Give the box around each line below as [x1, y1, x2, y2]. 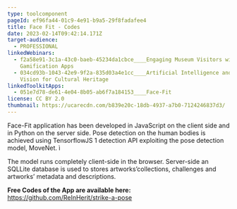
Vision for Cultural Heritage [20, 75, 109, 83]
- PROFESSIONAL [13, 43, 59, 50]
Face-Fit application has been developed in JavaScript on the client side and [7, 121, 230, 129]
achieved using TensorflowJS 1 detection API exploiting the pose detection [7, 136, 224, 144]
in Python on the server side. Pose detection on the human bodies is [7, 128, 206, 137]
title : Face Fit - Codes [7, 23, 80, 30]
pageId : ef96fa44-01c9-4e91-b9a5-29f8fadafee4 [7, 17, 147, 24]
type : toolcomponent [7, 10, 68, 18]
